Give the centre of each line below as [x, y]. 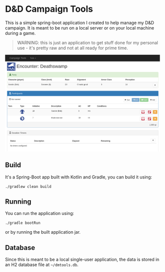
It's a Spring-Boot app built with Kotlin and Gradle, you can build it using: [79, 177]
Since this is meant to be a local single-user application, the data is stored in [82, 260]
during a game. [20, 33]
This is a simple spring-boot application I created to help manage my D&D [80, 23]
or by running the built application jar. [43, 232]
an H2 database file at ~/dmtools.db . [42, 265]
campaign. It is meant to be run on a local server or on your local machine [80, 28]
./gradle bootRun [23, 223]
